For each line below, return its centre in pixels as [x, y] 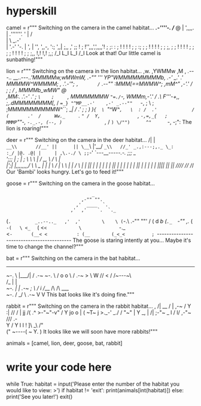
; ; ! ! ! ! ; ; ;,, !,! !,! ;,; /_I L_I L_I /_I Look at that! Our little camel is [84, 53]
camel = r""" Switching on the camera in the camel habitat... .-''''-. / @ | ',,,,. [100, 28]
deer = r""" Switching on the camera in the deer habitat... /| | [81, 140]
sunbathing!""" [25, 59]
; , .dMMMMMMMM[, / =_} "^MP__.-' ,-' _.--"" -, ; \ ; [80, 102]
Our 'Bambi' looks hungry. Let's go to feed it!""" [65, 171]
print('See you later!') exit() [39, 396]
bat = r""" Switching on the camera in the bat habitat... [73, 258]
